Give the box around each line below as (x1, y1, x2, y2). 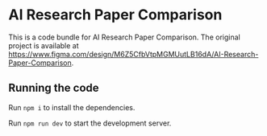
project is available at (8, 40, 79, 50)
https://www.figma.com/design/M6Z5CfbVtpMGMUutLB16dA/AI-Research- (8, 49, 259, 59)
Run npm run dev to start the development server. (8, 118, 172, 128)
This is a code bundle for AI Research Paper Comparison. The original (8, 32, 240, 42)
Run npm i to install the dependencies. (8, 102, 136, 112)
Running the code (8, 81, 99, 95)
